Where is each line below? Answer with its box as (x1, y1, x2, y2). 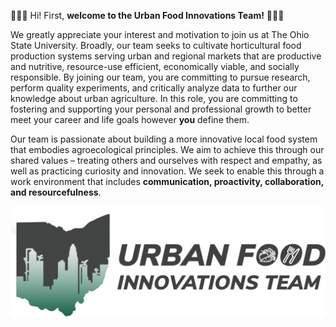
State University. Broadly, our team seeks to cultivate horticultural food (10, 40, 302, 51)
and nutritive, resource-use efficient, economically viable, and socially (10, 61, 300, 72)
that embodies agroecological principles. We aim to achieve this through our (10, 144, 325, 155)
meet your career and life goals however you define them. (10, 114, 250, 125)
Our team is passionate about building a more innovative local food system (10, 133, 318, 145)
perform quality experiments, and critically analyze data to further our (10, 82, 298, 94)
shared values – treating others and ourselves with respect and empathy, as (10, 155, 323, 166)
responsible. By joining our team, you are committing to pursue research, (10, 71, 311, 83)
